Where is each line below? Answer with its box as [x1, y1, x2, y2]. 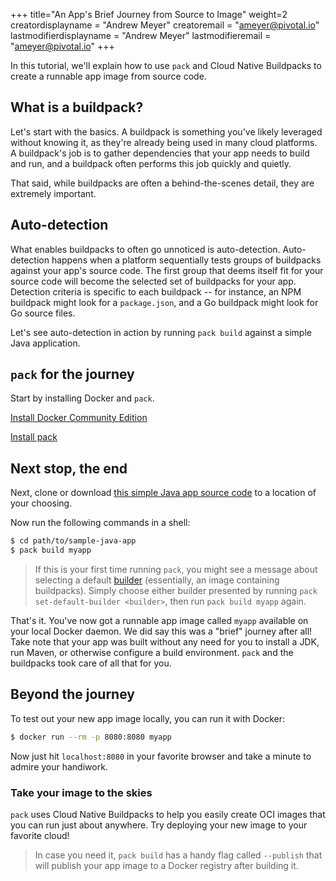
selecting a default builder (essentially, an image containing [34, 574, 280, 586]
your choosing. [10, 497, 73, 509]
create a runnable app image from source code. [10, 70, 207, 82]
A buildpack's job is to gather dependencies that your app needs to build [10, 147, 310, 159]
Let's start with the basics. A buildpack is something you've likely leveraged [10, 125, 323, 138]
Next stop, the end [10, 460, 128, 477]
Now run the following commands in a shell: [10, 517, 191, 529]
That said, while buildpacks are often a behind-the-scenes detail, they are [10, 177, 315, 189]
